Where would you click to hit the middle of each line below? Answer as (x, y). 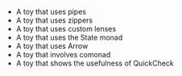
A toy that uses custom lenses (66, 29)
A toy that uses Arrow (52, 46)
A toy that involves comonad (63, 55)
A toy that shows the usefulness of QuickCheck (95, 63)
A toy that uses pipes (51, 12)
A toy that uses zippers (54, 20)
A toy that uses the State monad (69, 37)
